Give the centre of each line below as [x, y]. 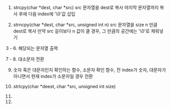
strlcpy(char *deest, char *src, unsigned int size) [65, 86]
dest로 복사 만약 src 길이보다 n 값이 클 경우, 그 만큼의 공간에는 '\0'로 [81, 31]
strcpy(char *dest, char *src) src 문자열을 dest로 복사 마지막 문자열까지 [86, 7]
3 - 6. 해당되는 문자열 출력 [32, 48]
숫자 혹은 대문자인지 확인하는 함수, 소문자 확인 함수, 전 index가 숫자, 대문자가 [90, 70]
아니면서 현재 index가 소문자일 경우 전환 [53, 76]
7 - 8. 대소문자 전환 [25, 59]
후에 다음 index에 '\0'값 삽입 [47, 14]
